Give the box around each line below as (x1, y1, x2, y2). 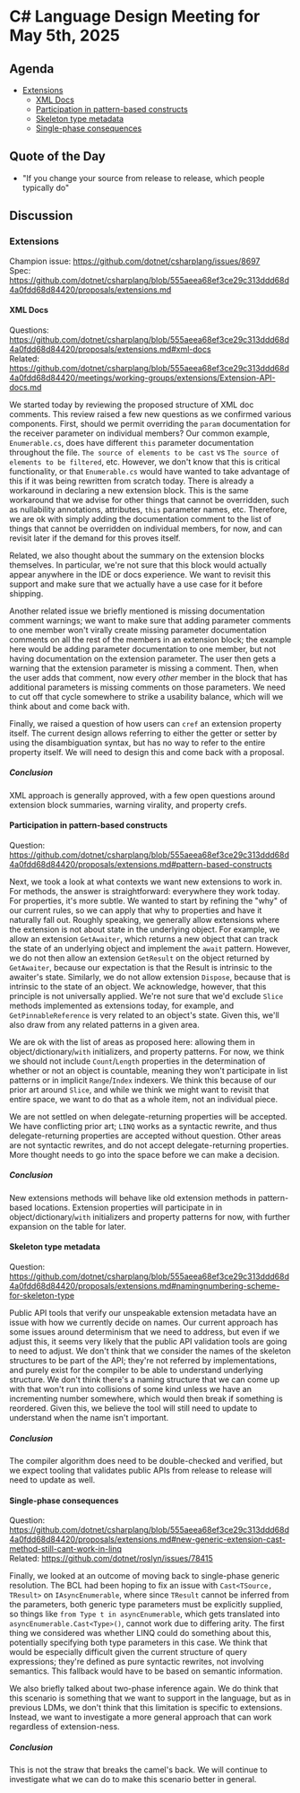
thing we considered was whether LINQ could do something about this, (9, 1628, 271, 1639)
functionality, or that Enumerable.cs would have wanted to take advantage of (9, 466, 291, 476)
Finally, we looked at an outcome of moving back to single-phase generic (9, 1571, 280, 1581)
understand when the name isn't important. (9, 1413, 169, 1423)
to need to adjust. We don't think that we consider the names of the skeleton (9, 1345, 291, 1356)
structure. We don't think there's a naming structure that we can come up (9, 1374, 280, 1385)
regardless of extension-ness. (9, 1721, 120, 1732)
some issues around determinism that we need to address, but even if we (9, 1327, 280, 1337)
